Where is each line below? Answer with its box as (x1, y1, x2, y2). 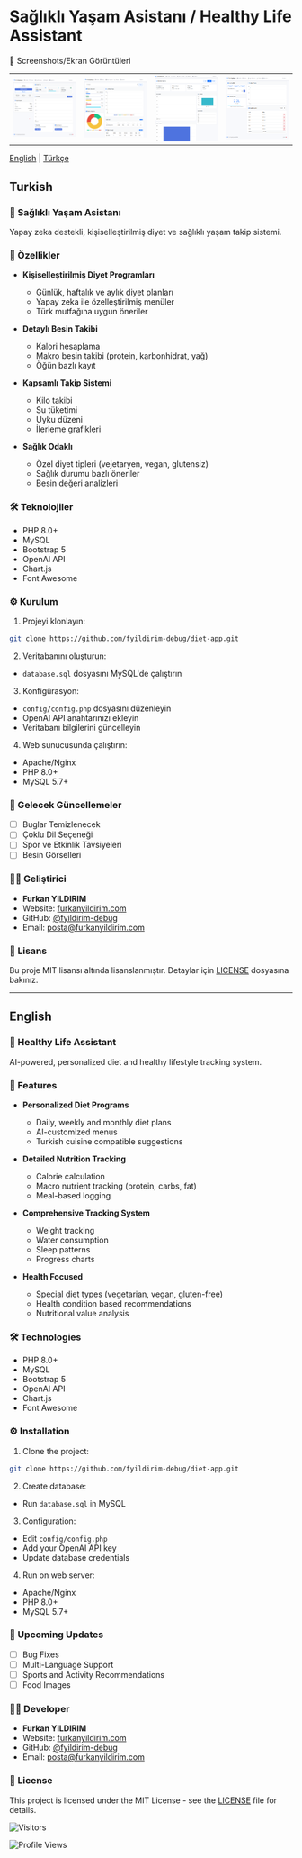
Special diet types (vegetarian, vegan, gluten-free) (35, 1289, 223, 1299)
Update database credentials (22, 1552, 130, 1562)
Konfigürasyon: (22, 685, 79, 696)
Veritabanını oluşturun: (22, 651, 107, 661)
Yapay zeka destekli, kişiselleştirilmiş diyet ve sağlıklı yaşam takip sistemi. (9, 227, 282, 238)
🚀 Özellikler (9, 250, 60, 262)
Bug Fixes (22, 1649, 60, 1660)
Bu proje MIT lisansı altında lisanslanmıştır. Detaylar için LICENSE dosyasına (9, 965, 289, 976)
